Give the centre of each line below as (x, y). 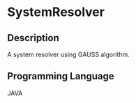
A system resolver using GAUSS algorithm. (69, 54)
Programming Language (61, 76)
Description (33, 38)
